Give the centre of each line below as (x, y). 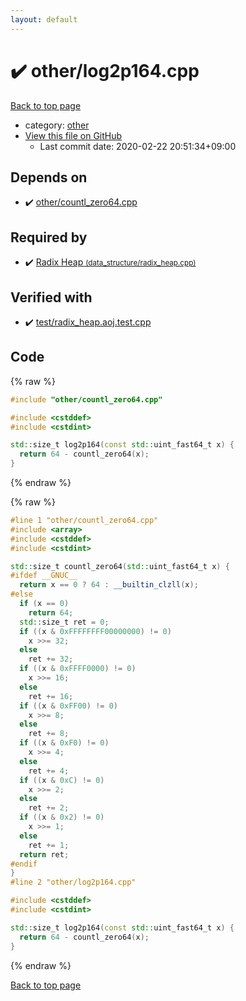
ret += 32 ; (51, 659)
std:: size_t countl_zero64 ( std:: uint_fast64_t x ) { (120, 566)
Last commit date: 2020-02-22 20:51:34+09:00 (138, 146)
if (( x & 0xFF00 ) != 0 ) (68, 706)
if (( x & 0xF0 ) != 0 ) (64, 743)
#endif (24, 864)
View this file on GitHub (73, 135)
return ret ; (44, 854)
